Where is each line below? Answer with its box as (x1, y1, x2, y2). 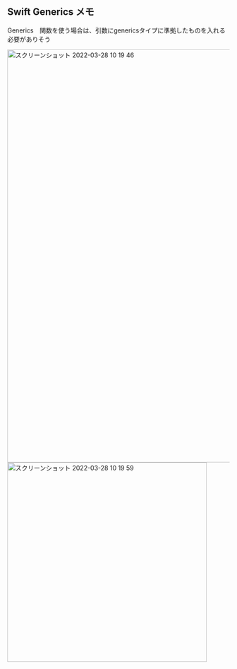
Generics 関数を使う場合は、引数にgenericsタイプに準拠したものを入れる (7, 26, 226, 35)
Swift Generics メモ (7, 6, 95, 18)
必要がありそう (7, 35, 51, 43)
